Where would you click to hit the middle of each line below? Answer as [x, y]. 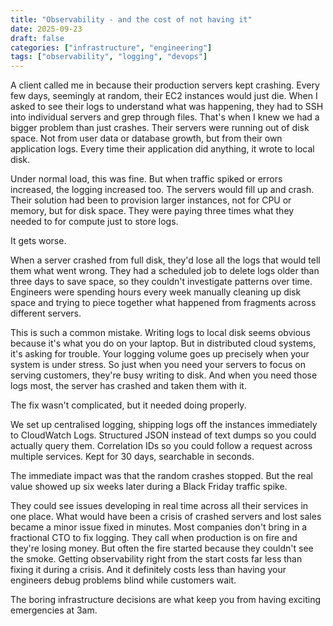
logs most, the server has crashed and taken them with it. [128, 386]
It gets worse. [38, 241]
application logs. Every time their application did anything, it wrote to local [162, 149]
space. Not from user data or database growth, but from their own [146, 138]
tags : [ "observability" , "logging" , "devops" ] [109, 57]
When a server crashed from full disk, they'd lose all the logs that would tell [165, 260]
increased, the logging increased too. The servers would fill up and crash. [162, 190]
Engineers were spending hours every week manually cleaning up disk [156, 292]
